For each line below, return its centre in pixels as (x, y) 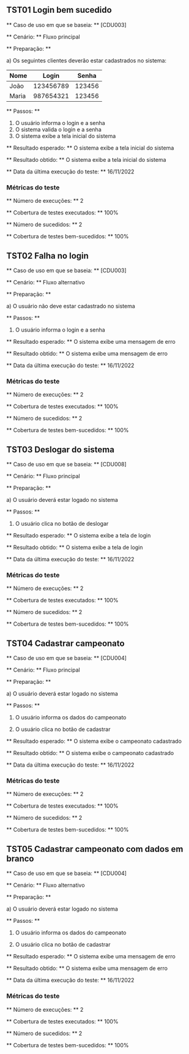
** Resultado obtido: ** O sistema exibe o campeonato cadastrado (90, 753)
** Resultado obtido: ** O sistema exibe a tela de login (75, 547)
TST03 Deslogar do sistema (61, 449)
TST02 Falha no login (47, 256)
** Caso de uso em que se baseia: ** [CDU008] (66, 464)
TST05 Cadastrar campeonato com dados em (95, 849)
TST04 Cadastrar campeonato (65, 643)
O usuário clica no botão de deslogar (62, 524)
